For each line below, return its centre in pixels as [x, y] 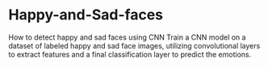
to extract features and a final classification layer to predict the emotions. [130, 54]
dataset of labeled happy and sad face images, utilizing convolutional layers [134, 45]
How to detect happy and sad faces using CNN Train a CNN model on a [127, 37]
